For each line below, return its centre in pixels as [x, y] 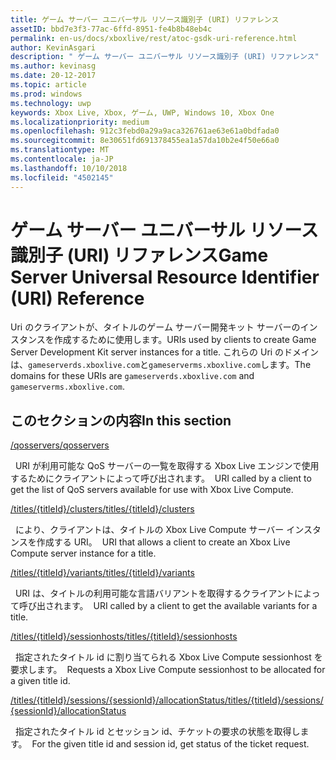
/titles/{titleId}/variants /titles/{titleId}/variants [102, 573]
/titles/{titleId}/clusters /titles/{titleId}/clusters [102, 509]
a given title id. [40, 681]
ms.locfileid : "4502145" [62, 177]
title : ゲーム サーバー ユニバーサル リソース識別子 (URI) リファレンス [145, 19]
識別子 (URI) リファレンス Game [139, 255]
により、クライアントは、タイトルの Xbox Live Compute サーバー [149, 530]
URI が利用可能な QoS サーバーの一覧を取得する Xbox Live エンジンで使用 [167, 466]
